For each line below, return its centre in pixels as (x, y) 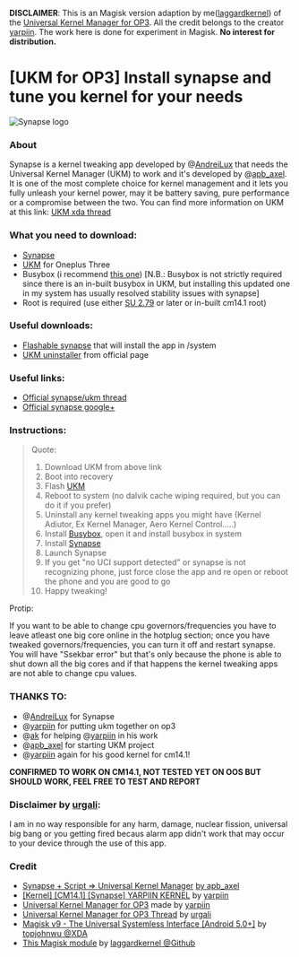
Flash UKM (65, 486)
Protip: (21, 608)
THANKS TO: (38, 697)
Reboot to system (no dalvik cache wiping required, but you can (162, 496)
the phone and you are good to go (107, 581)
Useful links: (37, 378)
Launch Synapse (76, 553)
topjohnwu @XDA (55, 934)
